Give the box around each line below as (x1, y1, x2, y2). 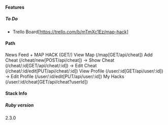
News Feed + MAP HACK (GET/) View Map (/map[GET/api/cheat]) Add (5, 52, 153, 58)
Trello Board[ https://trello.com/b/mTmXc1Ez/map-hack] (12, 29, 128, 35)
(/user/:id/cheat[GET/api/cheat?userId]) (5, 79, 88, 85)
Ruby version (5, 102, 34, 108)
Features (5, 4, 24, 10)
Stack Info (5, 90, 27, 96)
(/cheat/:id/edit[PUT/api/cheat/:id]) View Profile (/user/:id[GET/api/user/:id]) (5, 68, 163, 74)
